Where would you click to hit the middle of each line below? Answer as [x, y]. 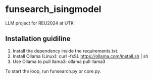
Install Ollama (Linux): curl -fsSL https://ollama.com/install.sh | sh [80, 56]
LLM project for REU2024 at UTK [40, 23]
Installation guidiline [38, 39]
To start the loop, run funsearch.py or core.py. [53, 71]
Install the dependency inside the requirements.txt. [65, 50]
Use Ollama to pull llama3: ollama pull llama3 [59, 61]
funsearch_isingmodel [53, 9]
